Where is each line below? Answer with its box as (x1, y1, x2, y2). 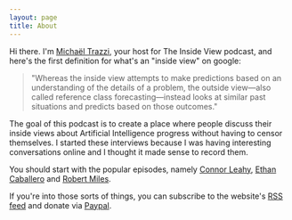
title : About (9, 21, 58, 30)
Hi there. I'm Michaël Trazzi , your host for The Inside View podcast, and (9, 45, 272, 56)
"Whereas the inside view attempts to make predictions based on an (30, 72, 282, 83)
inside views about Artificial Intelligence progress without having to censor (9, 127, 283, 138)
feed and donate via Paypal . (9, 200, 112, 210)
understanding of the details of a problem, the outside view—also (30, 82, 272, 93)
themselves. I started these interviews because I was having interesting (9, 137, 272, 148)
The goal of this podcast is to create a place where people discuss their (9, 118, 272, 129)
